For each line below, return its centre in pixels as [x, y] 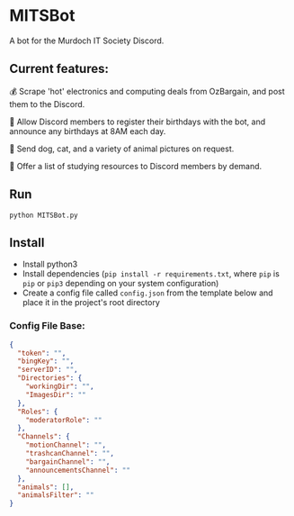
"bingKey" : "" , [46, 361]
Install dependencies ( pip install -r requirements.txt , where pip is [151, 274]
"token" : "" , [42, 353]
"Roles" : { [38, 412]
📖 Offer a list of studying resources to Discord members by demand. [136, 166]
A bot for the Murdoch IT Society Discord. [87, 41]
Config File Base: [47, 326]
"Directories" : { [50, 378]
